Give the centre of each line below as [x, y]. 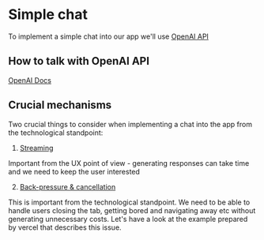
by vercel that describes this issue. [65, 227]
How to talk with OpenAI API [79, 61]
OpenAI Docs [30, 80]
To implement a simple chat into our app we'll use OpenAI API [109, 36]
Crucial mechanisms [60, 105]
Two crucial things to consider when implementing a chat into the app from [130, 124]
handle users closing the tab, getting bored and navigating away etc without [132, 210]
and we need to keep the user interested [74, 171]
